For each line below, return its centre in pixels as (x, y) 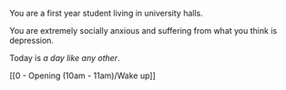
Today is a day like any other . (65, 58)
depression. (32, 40)
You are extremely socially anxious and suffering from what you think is (143, 30)
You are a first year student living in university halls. (106, 13)
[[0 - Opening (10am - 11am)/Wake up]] (83, 75)
